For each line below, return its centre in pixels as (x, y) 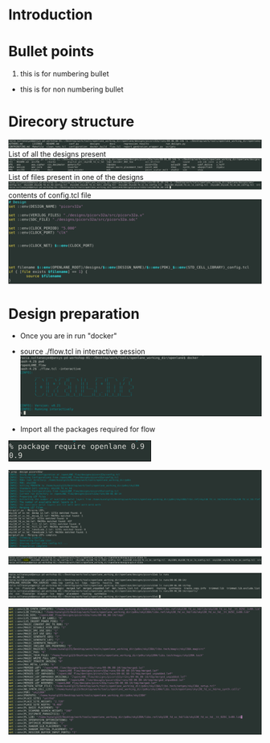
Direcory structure (72, 122)
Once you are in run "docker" (69, 336)
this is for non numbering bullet (72, 89)
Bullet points (51, 52)
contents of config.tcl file (50, 195)
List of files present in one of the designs (76, 177)
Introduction (51, 15)
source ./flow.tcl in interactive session (83, 352)
